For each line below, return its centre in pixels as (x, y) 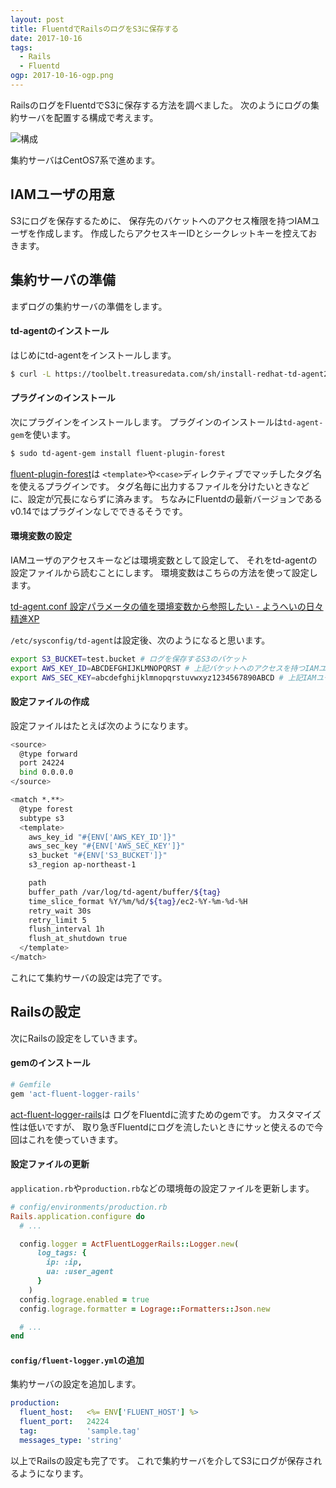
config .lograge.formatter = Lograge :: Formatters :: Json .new (145, 1309)
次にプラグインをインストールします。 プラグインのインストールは (146, 422)
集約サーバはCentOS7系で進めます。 (85, 160)
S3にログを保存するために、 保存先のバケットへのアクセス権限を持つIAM (161, 220)
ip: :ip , (64, 1262)
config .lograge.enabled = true (84, 1299)
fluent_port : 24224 (64, 1422)
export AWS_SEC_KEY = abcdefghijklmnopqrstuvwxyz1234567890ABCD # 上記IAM (163, 677)
